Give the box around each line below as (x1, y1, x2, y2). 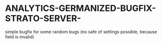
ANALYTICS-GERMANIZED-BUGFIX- (5, 3, 156, 14)
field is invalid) (5, 34, 34, 40)
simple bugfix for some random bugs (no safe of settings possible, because (5, 29, 157, 34)
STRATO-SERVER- (5, 13, 81, 24)
